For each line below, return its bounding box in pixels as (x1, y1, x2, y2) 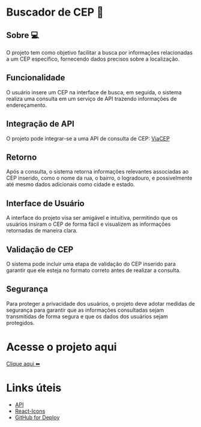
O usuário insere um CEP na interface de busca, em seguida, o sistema (6, 88, 182, 95)
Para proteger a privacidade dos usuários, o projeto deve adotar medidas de (6, 300, 195, 307)
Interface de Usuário (6, 198, 85, 208)
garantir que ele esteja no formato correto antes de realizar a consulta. (6, 267, 181, 274)
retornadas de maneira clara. (6, 227, 78, 234)
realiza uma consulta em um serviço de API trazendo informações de (6, 95, 177, 102)
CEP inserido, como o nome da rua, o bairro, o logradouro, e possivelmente (6, 174, 193, 182)
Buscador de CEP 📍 (6, 5, 104, 19)
